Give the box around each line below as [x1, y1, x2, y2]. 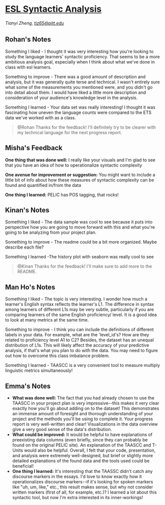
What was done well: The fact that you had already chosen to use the [12, 395, 155, 401]
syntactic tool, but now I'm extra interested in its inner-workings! [12, 495, 143, 501]
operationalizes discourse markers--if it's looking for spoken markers [12, 479, 154, 485]
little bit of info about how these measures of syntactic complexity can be [5, 177, 154, 183]
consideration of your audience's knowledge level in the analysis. [5, 95, 138, 101]
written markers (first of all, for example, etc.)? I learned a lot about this [12, 489, 157, 495]
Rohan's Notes [5, 36, 51, 44]
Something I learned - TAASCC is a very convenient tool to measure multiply [5, 362, 160, 368]
